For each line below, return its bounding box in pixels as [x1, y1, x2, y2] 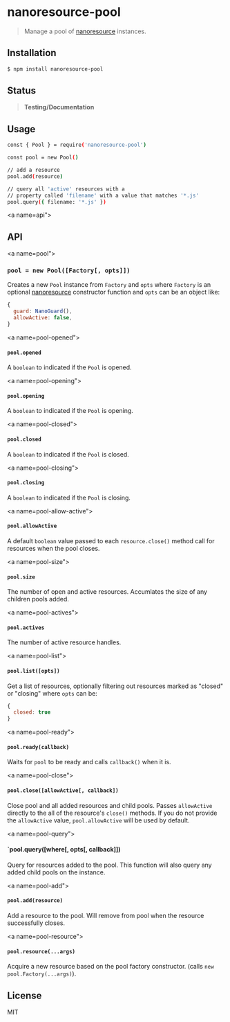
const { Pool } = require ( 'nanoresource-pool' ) [7, 141, 147, 149]
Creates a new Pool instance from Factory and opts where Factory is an [7, 281, 211, 289]
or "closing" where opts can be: [7, 689, 98, 697]
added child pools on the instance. [7, 867, 106, 876]
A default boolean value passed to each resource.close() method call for [7, 537, 215, 545]
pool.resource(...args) [7, 948, 76, 955]
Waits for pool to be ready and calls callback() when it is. [7, 758, 171, 766]
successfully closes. [7, 919, 66, 927]
